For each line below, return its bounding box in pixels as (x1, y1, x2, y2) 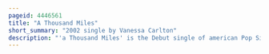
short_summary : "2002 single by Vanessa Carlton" (8, 26, 178, 34)
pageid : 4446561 (8, 11, 62, 20)
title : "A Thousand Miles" (8, 19, 98, 27)
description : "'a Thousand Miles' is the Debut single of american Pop (8, 33, 252, 42)
